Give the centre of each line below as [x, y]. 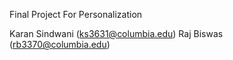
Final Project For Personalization [76, 14]
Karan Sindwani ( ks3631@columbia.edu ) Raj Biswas [116, 33]
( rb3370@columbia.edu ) [60, 44]
